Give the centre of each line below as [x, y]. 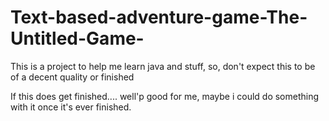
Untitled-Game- [77, 38]
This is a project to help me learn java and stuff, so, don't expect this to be [163, 66]
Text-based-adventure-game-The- [159, 17]
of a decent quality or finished [72, 77]
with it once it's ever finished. [71, 107]
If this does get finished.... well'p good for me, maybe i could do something [165, 96]
